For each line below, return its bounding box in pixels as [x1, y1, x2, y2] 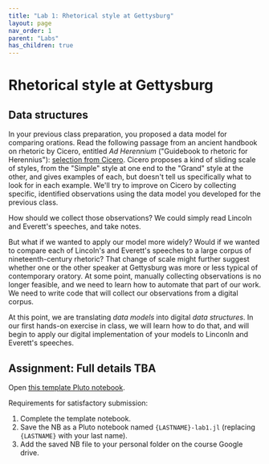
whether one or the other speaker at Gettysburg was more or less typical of [8, 263, 259, 273]
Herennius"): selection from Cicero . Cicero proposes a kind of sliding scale [8, 155, 256, 165]
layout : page [8, 19, 52, 27]
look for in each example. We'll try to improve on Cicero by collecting [8, 181, 237, 190]
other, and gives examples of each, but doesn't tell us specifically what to [8, 172, 251, 181]
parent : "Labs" [8, 34, 59, 43]
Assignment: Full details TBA [8, 361, 157, 375]
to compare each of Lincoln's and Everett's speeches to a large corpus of [8, 246, 252, 255]
